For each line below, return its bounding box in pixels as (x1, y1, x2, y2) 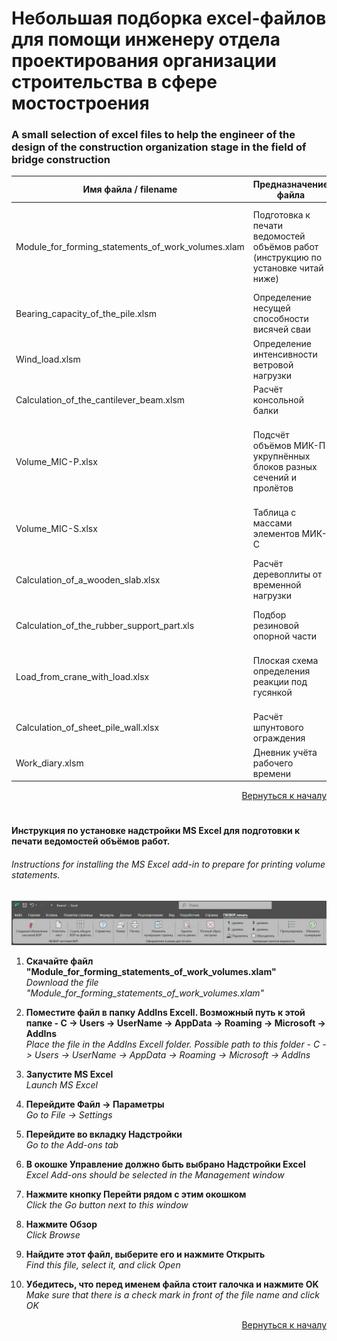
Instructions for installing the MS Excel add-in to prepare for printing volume (11, 858, 326, 871)
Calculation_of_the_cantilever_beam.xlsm (15, 393, 186, 406)
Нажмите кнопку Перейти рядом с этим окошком (25, 1188, 247, 1201)
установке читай (252, 262, 324, 274)
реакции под (252, 676, 308, 688)
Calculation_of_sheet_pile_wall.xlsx (15, 722, 160, 734)
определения (252, 665, 311, 677)
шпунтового (252, 722, 304, 734)
